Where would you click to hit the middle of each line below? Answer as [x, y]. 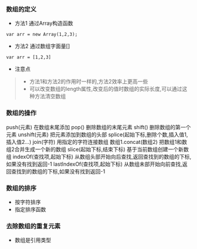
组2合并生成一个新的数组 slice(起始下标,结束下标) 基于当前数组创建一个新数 [97, 149]
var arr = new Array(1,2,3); [42, 35]
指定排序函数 [30, 209]
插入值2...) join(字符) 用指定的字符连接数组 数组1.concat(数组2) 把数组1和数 [97, 142]
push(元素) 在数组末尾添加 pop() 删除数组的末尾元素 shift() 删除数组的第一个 [98, 127]
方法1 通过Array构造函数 [44, 23]
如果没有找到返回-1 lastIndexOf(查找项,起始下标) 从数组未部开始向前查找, [94, 164]
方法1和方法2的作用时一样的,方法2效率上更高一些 [89, 81]
